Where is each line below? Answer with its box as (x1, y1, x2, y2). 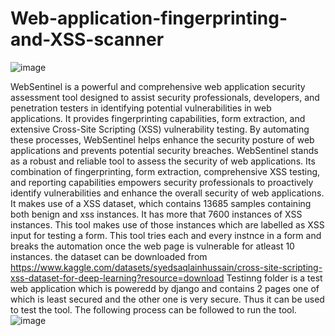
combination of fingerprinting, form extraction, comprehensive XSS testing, (10, 165, 321, 177)
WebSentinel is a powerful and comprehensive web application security (10, 80, 306, 92)
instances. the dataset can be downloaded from (10, 250, 208, 262)
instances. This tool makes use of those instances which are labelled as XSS (10, 218, 325, 231)
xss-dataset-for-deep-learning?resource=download (10, 272, 225, 284)
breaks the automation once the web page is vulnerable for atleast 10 (10, 240, 295, 252)
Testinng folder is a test (226, 272, 323, 284)
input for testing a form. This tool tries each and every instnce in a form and (10, 229, 322, 241)
